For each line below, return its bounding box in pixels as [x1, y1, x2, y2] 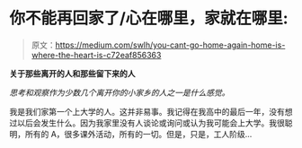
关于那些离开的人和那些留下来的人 [9, 68, 136, 79]
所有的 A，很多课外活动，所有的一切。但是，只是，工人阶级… [24, 128, 253, 139]
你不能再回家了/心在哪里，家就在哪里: [9, 8, 289, 29]
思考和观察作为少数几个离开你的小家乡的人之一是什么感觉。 [9, 87, 230, 98]
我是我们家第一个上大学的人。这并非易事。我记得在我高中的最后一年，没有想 [9, 106, 293, 117]
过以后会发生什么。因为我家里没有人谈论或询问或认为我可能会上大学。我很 [9, 118, 285, 128]
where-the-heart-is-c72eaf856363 [31, 49, 162, 60]
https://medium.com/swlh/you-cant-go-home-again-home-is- [55, 39, 286, 50]
